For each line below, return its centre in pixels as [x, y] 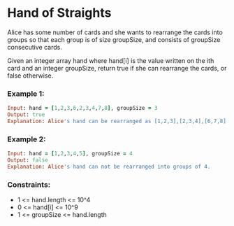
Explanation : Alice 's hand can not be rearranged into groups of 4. [109, 167]
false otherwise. [30, 76]
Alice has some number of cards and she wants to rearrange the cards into [115, 32]
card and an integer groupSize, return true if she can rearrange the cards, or [117, 68]
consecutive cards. [35, 47]
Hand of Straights [59, 13]
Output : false [28, 160]
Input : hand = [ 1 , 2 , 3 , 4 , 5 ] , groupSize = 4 [70, 154]
